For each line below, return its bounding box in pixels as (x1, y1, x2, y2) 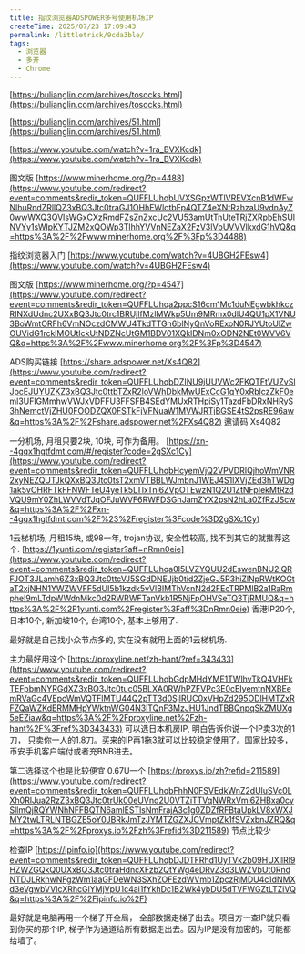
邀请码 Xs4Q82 (224, 415, 281, 426)
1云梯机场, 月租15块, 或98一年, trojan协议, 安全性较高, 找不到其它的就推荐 (9, 532, 282, 543)
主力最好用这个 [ (9, 653, 71, 664)
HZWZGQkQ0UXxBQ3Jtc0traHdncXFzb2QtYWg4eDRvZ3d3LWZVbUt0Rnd (9, 864, 291, 875)
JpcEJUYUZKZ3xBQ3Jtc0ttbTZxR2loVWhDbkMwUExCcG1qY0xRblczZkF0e (9, 385, 294, 396)
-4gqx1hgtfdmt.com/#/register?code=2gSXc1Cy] (9, 446, 193, 456)
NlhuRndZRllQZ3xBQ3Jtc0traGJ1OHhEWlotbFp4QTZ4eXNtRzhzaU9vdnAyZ (9, 201, 293, 212)
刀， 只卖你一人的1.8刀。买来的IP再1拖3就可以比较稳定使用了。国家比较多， (9, 734, 293, 745)
